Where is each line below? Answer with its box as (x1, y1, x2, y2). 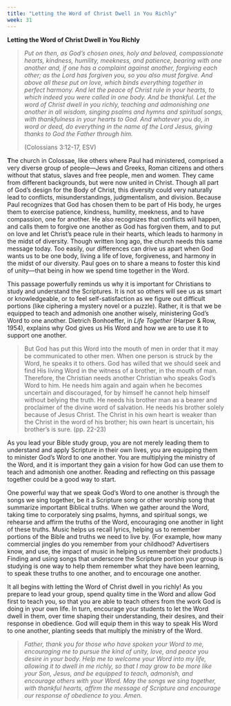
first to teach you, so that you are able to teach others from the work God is (7, 597, 221, 605)
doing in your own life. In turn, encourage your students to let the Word (7, 605, 209, 613)
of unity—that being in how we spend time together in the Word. (7, 266, 190, 275)
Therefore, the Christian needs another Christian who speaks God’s (23, 373, 216, 382)
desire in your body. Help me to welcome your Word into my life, (23, 654, 207, 663)
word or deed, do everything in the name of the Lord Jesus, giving (23, 122, 212, 130)
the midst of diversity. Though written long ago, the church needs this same (7, 237, 223, 245)
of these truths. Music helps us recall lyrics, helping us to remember (7, 525, 201, 533)
